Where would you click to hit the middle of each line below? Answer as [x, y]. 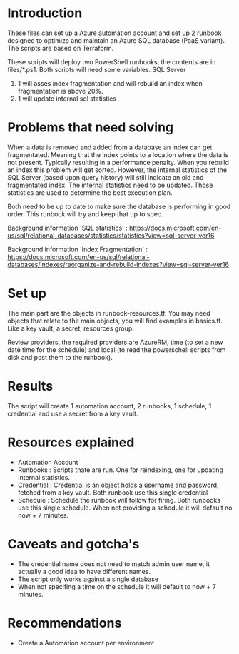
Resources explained [71, 442]
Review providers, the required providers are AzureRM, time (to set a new [115, 342]
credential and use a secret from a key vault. [73, 413]
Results [30, 386]
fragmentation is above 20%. [60, 91]
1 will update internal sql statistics [67, 99]
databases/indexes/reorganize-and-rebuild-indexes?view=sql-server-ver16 [118, 264]
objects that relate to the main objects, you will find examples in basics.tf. [115, 321]
